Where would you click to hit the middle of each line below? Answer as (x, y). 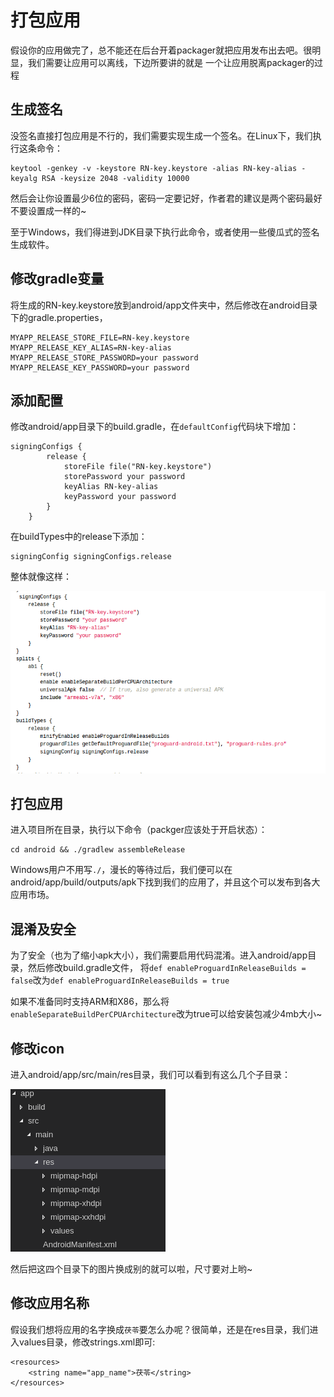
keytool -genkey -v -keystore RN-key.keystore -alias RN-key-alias (154, 168)
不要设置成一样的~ (48, 210)
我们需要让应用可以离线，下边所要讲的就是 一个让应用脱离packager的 (171, 62)
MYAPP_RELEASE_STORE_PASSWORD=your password (104, 357)
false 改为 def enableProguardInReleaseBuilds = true (120, 980)
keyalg (24, 178)
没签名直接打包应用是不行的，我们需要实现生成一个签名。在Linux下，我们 (161, 135)
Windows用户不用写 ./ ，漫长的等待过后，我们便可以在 (121, 870)
